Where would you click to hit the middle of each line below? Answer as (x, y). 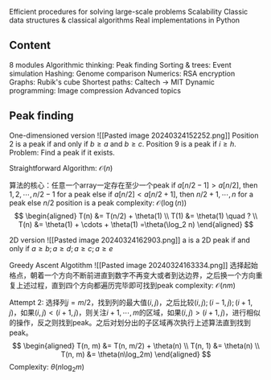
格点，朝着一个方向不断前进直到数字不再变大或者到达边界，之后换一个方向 (132, 275)
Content (30, 45)
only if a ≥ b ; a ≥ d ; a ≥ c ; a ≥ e (61, 248)
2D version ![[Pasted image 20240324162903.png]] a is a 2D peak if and (129, 240)
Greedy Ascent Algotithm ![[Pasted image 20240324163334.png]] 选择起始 (133, 265)
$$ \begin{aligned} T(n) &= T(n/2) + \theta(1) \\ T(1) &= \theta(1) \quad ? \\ (136, 216)
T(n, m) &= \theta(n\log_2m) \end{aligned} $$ (136, 354)
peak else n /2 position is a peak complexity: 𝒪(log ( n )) (98, 202)
